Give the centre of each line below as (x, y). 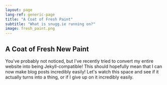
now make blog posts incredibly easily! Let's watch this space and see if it (82, 71)
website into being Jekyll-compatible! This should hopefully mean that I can (84, 66)
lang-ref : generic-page (30, 15)
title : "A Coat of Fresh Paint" (39, 19)
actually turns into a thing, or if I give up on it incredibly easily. (69, 77)
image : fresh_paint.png (30, 29)
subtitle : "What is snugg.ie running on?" (50, 24)
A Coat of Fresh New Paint (47, 49)
